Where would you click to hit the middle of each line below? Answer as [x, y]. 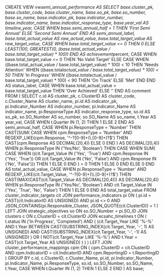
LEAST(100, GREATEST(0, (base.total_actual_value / [58, 49]
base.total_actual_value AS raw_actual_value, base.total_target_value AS [79, 38]
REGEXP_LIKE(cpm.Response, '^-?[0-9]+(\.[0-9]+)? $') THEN [67, 138]
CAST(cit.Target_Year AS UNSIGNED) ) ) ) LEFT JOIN [58, 242]
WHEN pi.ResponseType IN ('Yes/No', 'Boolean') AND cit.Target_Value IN [79, 185]
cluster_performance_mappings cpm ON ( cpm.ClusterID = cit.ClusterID [78, 247]
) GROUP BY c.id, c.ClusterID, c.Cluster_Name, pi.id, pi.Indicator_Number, [79, 258]
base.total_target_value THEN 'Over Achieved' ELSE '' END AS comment [78, 91]
